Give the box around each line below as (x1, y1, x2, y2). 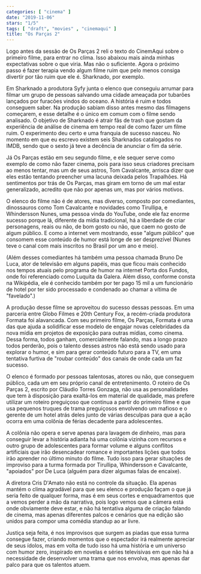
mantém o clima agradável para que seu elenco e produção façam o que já (6, 486, 191, 493)
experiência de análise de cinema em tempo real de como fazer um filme (6, 123, 187, 130)
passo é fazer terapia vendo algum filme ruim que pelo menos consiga (6, 67, 181, 74)
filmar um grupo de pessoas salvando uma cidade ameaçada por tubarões (6, 91, 191, 99)
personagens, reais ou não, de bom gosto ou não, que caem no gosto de (6, 223, 187, 230)
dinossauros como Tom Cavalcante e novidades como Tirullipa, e (6, 204, 168, 211)
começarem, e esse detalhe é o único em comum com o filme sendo (6, 111, 176, 118)
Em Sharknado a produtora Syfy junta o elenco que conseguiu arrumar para (6, 85, 194, 92)
